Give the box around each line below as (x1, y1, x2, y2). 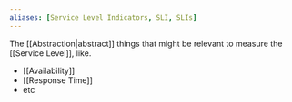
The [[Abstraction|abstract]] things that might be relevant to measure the (9, 38, 283, 49)
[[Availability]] (22, 65, 76, 76)
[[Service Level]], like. (9, 47, 92, 59)
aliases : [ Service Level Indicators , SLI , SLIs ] (9, 13, 197, 23)
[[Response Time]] (22, 74, 94, 86)
